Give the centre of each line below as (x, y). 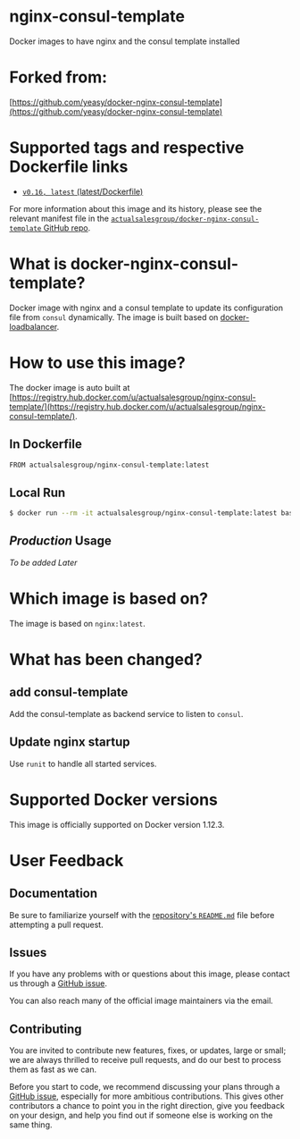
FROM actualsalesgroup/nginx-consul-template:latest (109, 465)
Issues (28, 953)
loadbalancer (33, 326)
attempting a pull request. (57, 924)
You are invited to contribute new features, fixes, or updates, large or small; (148, 1050)
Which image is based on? (109, 599)
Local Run (37, 492)
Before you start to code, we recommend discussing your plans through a (145, 1087)
